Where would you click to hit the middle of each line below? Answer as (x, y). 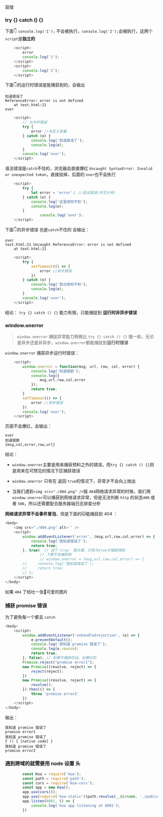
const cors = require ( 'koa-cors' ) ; (58, 783)
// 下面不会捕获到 (56, 555)
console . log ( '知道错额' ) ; (56, 371)
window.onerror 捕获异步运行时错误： (42, 353)
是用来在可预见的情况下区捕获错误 (46, 471)
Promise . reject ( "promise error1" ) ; (58, 662)
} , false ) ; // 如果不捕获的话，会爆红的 (59, 658)
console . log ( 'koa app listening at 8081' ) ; (75, 805)
